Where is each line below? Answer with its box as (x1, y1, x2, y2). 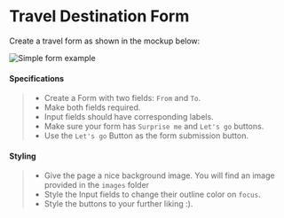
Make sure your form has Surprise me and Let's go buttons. (43, 121, 264, 132)
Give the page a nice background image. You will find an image (43, 170, 275, 181)
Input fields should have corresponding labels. (43, 112, 215, 122)
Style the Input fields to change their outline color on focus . (43, 189, 261, 200)
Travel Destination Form (9, 6, 190, 27)
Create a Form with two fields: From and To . (43, 93, 201, 104)
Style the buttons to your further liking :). (43, 199, 193, 209)
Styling (9, 151, 37, 161)
